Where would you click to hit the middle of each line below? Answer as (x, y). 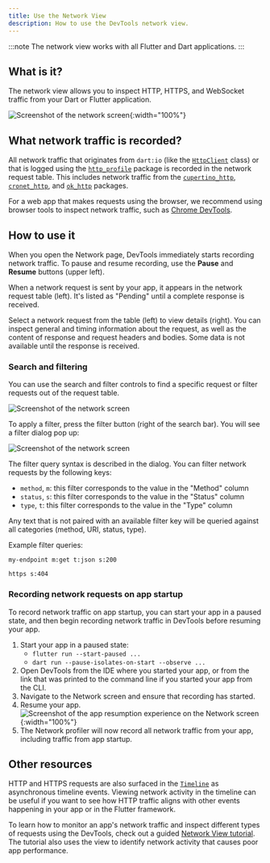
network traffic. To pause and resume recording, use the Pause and (121, 263)
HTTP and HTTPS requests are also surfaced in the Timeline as (114, 784)
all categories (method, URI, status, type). (77, 530)
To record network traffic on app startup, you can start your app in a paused (135, 612)
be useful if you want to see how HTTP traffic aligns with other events (124, 801)
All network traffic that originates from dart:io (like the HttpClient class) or (134, 160)
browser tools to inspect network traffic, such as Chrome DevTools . (120, 210)
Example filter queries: (46, 545)
